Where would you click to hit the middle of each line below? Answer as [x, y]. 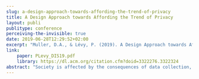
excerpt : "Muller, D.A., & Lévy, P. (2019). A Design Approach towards [96, 45]
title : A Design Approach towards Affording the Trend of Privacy [90, 17]
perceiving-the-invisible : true [46, 34]
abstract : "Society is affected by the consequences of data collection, [99, 67]
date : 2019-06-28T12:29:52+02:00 [47, 39]
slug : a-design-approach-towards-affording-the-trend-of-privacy [88, 12]
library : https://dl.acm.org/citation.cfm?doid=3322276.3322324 [98, 61]
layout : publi [24, 23]
